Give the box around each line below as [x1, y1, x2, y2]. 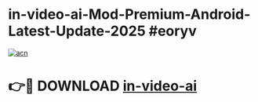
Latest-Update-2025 [8, 22, 147, 40]
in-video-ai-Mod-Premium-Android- [8, 5, 251, 24]
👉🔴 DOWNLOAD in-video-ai [8, 77, 198, 95]
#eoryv [148, 22, 198, 40]
